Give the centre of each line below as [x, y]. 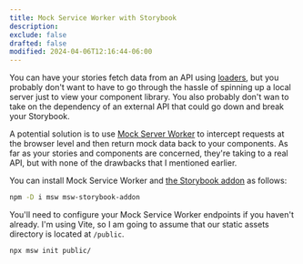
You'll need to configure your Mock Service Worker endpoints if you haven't [151, 214]
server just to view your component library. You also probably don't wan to [149, 97]
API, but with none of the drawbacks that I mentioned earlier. [123, 163]
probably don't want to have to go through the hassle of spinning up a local [150, 87]
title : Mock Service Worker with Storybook [93, 18]
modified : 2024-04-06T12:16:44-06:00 [81, 52]
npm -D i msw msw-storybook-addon [75, 198]
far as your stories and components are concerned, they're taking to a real [149, 153]
